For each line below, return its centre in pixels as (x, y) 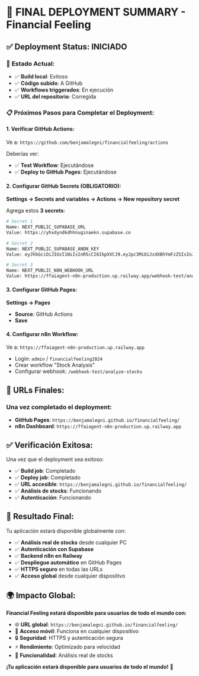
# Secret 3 (20, 265)
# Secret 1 (20, 222)
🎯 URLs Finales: (35, 390)
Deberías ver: (23, 154)
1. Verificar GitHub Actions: (40, 129)
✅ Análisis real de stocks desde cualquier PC (71, 542)
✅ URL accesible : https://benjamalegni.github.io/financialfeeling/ (101, 484)
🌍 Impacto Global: (41, 596)
